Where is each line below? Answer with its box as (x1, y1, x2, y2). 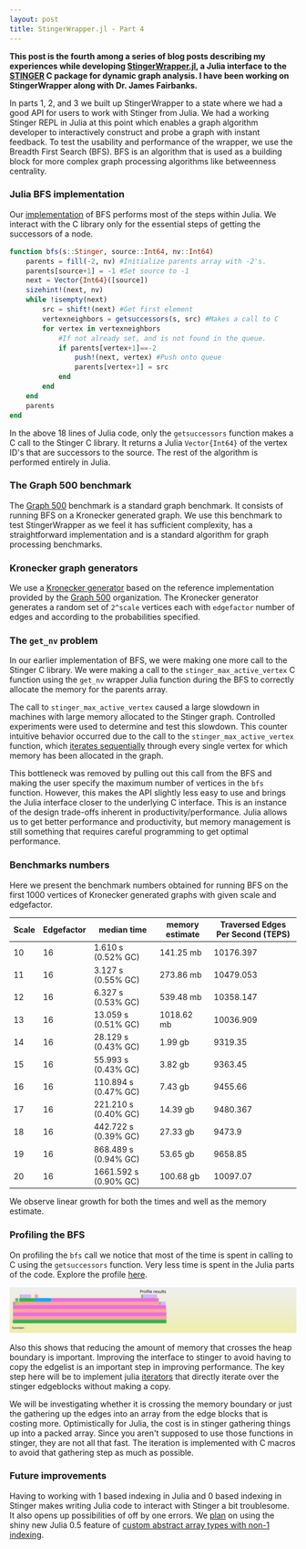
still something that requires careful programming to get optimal (9, 827, 249, 838)
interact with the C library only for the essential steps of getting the (9, 218, 261, 229)
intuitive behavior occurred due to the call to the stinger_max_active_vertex (9, 731, 294, 742)
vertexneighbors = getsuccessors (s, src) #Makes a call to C (42, 314, 280, 323)
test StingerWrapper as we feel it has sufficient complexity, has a (9, 519, 253, 530)
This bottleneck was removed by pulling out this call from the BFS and (9, 768, 272, 779)
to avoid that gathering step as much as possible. (9, 1447, 194, 1458)
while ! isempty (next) (25, 295, 107, 305)
